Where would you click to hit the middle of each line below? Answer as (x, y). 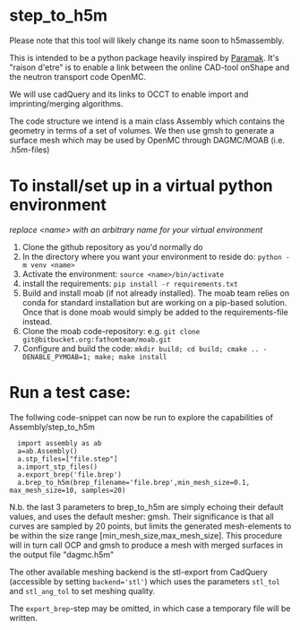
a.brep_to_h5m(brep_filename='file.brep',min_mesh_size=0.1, (134, 482)
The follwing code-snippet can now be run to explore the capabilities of (141, 417)
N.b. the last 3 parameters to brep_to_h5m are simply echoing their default (146, 506)
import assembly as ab (60, 443)
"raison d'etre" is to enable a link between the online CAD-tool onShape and (150, 67)
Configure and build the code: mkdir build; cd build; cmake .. (141, 348)
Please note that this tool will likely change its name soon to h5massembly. (147, 40)
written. (23, 617)
